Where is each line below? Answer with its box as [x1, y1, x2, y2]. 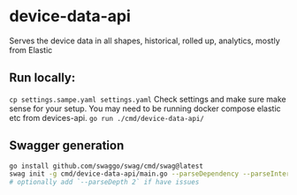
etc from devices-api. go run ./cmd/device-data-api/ [9, 112, 205, 123]
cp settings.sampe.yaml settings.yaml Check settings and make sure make [9, 94, 286, 104]
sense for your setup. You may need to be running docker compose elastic [9, 103, 281, 114]
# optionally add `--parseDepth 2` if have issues [9, 178, 200, 187]
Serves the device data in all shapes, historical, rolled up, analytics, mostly [9, 35, 280, 46]
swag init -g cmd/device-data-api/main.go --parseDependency [9, 169, 240, 178]
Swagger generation [9, 139, 125, 154]
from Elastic [9, 44, 53, 55]
